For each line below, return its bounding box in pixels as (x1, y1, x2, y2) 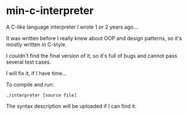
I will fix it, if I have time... (6, 69, 67, 76)
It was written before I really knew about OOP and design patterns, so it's (6, 34, 182, 41)
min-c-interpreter (6, 4, 94, 18)
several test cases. (6, 58, 51, 65)
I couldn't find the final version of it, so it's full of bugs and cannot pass (6, 52, 177, 59)
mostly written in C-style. (6, 41, 67, 48)
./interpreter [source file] (6, 92, 77, 98)
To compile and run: (6, 81, 54, 88)
